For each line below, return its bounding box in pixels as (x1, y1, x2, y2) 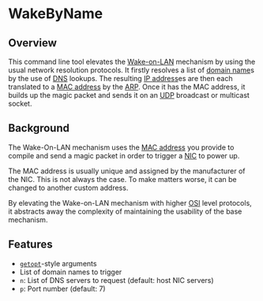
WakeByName (8, 5, 103, 23)
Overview (8, 36, 58, 50)
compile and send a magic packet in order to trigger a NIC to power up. (8, 150, 240, 160)
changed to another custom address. (8, 183, 129, 192)
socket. (8, 99, 32, 108)
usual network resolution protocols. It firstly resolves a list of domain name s (8, 65, 255, 75)
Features (8, 238, 53, 251)
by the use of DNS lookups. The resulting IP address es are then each (8, 74, 233, 83)
